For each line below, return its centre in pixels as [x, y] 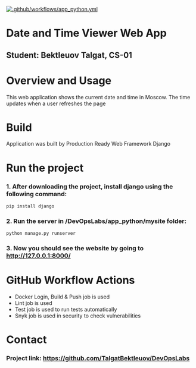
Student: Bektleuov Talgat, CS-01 [69, 55]
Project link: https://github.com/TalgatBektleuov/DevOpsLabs [98, 358]
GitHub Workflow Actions [71, 280]
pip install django [30, 206]
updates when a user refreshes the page [56, 103]
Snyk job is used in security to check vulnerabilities [78, 316]
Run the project [45, 168]
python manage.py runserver [41, 234]
